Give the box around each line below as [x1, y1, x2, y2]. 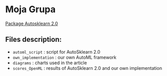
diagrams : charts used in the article [12, 60, 88, 66]
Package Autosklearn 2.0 [5, 20, 59, 27]
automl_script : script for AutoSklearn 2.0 [12, 48, 101, 55]
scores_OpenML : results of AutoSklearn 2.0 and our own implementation [12, 65, 162, 71]
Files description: [5, 35, 62, 44]
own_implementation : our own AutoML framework [12, 54, 117, 60]
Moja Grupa [5, 4, 56, 15]
